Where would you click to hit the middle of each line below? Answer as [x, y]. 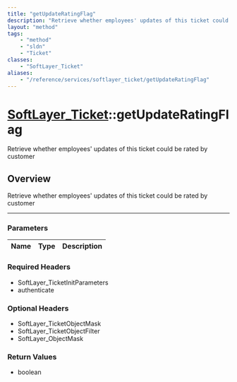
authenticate [36, 290]
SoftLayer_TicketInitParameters [63, 282]
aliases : [20, 73]
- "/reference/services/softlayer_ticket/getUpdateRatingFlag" [115, 79]
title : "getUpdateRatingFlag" [52, 14]
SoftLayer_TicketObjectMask [59, 324]
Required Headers [39, 267]
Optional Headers [38, 308]
